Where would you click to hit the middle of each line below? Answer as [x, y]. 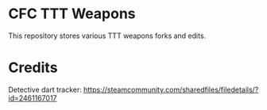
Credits [33, 68]
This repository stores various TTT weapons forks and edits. [107, 36]
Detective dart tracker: [45, 89]
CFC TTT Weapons [72, 14]
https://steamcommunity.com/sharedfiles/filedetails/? [171, 89]
